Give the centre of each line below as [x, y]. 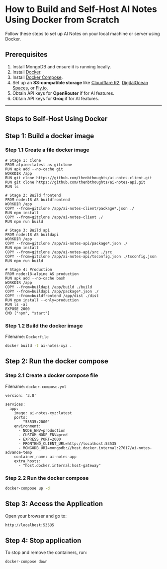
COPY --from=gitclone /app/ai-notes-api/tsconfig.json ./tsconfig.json [81, 256]
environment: [28, 426]
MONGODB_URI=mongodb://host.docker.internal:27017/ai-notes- [88, 448]
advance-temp [19, 452]
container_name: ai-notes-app [45, 457]
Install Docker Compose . [38, 77]
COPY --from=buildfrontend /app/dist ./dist [52, 295]
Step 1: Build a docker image [50, 136]
